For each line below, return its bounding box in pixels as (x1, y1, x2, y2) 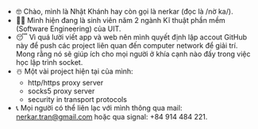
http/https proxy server (27, 78, 104, 87)
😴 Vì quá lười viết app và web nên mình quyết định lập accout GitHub (15, 32, 248, 42)
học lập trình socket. (15, 58, 83, 66)
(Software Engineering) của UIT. (15, 24, 121, 33)
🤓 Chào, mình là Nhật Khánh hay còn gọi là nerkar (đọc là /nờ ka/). (15, 7, 233, 16)
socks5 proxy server (27, 86, 95, 96)
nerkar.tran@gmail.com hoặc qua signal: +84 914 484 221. (15, 112, 208, 121)
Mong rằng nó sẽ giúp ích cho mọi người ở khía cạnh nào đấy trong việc (15, 49, 252, 59)
